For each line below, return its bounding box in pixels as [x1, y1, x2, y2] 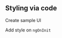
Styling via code [5, 4, 57, 12]
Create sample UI [5, 17, 41, 23]
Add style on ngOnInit [5, 27, 51, 33]
